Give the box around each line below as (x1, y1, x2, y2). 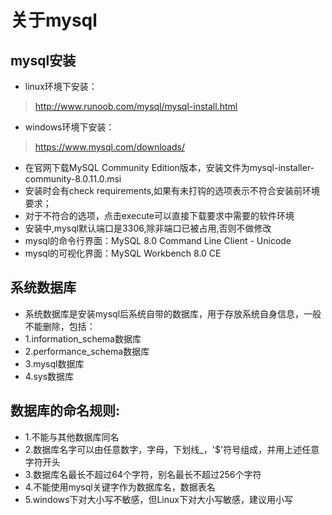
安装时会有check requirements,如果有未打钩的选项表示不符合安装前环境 (24, 185, 321, 196)
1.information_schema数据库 (24, 332, 142, 345)
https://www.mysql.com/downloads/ (34, 141, 185, 153)
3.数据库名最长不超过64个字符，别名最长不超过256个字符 (24, 468, 262, 480)
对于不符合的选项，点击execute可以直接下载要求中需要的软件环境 (24, 210, 295, 221)
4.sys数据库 (24, 370, 75, 382)
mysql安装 (10, 52, 77, 69)
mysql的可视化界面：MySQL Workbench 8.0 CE (24, 247, 222, 259)
